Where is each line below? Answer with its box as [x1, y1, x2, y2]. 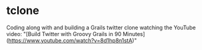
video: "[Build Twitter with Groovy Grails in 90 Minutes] [6, 30, 145, 37]
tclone [6, 4, 40, 18]
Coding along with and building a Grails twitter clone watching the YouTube [6, 24, 196, 31]
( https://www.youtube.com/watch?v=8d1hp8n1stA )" [6, 37, 137, 44]
